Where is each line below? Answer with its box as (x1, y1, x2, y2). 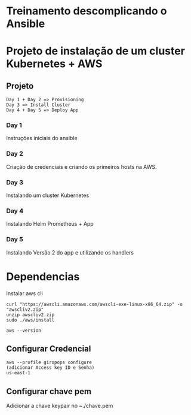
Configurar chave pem (6, 386, 91, 396)
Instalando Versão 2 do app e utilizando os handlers (6, 249, 134, 256)
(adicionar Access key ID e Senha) (6, 365, 95, 371)
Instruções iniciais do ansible (6, 135, 78, 142)
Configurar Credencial (6, 344, 91, 354)
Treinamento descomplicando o (6, 4, 167, 18)
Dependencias (6, 269, 80, 283)
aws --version (6, 328, 42, 334)
